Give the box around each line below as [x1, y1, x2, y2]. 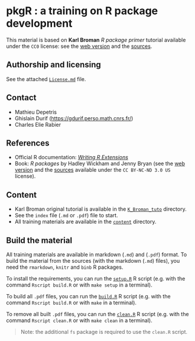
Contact [6, 93, 37, 103]
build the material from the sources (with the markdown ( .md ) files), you [6, 258, 180, 264]
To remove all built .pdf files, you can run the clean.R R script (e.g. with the [6, 311, 189, 317]
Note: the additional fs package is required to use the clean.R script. [20, 329, 188, 335]
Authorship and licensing [6, 60, 102, 70]
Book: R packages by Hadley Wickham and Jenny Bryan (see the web [14, 160, 185, 167]
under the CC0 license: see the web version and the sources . [6, 43, 152, 50]
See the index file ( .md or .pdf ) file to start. [14, 212, 118, 219]
